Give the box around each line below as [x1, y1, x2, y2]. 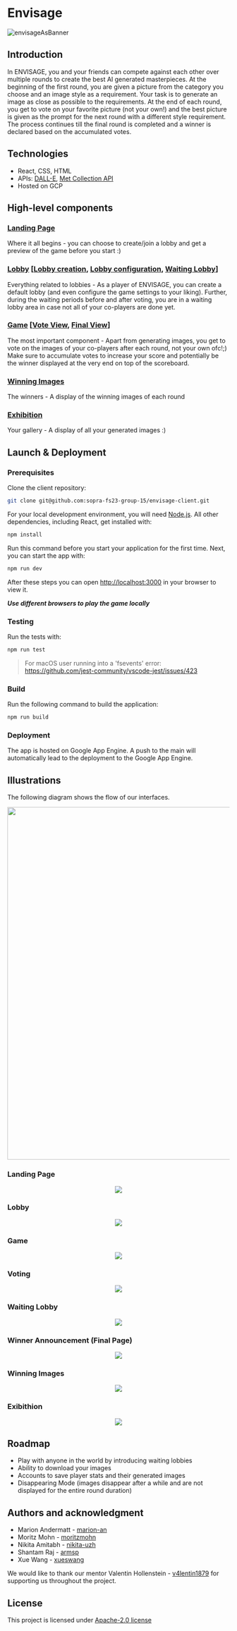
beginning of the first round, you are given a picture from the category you [7, 83, 224, 91]
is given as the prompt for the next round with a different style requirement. [7, 112, 226, 121]
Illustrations [7, 774, 61, 786]
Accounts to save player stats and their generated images [17, 1472, 186, 1480]
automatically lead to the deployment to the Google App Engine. [7, 754, 193, 762]
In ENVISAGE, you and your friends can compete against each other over [7, 67, 220, 75]
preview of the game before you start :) [7, 247, 121, 255]
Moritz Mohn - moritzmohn [17, 1533, 97, 1541]
